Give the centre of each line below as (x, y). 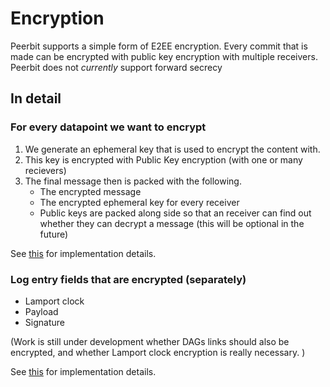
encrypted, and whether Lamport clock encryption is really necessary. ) (158, 352)
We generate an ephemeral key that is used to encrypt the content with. (172, 149)
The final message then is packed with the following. (133, 181)
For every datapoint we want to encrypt (108, 127)
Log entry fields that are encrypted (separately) (128, 279)
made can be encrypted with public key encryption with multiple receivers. (164, 56)
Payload (41, 311)
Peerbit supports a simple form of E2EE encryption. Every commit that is (159, 46)
